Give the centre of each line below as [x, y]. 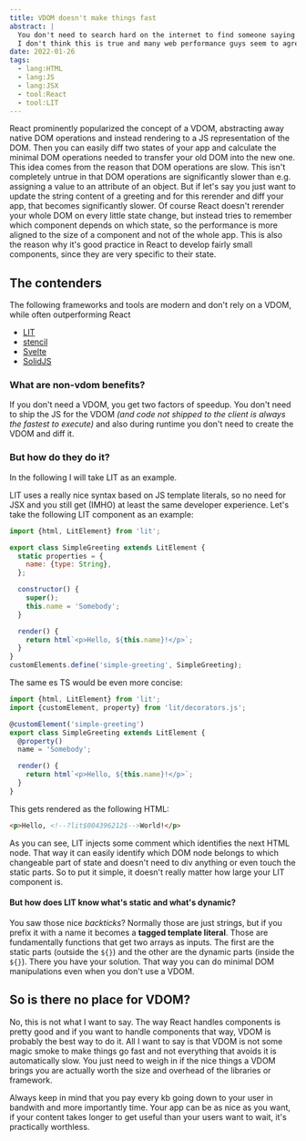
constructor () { [48, 590]
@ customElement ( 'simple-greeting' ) [77, 724]
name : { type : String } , [69, 565]
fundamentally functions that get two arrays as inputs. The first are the [142, 942]
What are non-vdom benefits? [77, 385]
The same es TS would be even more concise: [97, 683]
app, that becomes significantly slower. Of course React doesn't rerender [147, 206]
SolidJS [37, 362]
